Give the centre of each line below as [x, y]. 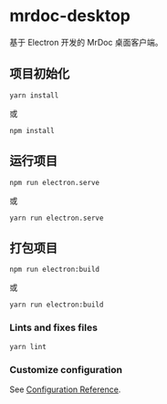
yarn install [34, 95]
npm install [32, 130]
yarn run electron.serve [57, 218]
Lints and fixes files [54, 327]
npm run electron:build [55, 270]
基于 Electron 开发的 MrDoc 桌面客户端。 [86, 42]
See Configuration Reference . [65, 389]
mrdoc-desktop [70, 16]
